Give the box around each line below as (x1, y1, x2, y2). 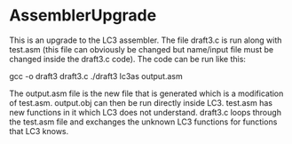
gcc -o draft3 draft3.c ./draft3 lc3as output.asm (9, 70, 184, 81)
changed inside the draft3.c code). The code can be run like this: (9, 53, 247, 64)
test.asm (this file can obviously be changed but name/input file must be (9, 44, 273, 54)
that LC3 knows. (9, 125, 69, 136)
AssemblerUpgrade (9, 5, 157, 26)
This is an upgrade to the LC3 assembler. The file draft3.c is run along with (9, 35, 282, 45)
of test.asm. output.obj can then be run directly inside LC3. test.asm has (9, 97, 273, 108)
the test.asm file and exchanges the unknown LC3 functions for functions (9, 116, 278, 127)
